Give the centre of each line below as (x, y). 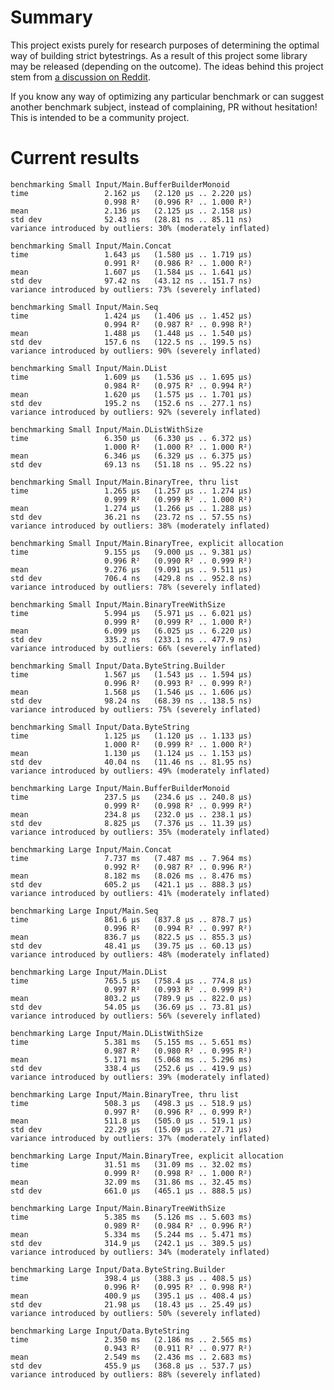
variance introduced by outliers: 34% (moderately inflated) (140, 1252)
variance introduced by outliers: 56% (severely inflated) (136, 1016)
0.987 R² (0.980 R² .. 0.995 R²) (178, 1051)
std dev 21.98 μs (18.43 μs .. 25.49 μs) (131, 1304)
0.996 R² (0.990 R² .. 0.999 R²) (178, 561)
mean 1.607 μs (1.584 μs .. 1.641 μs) (131, 272)
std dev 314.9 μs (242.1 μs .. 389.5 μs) (131, 1243)
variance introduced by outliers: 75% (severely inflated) (136, 709)
